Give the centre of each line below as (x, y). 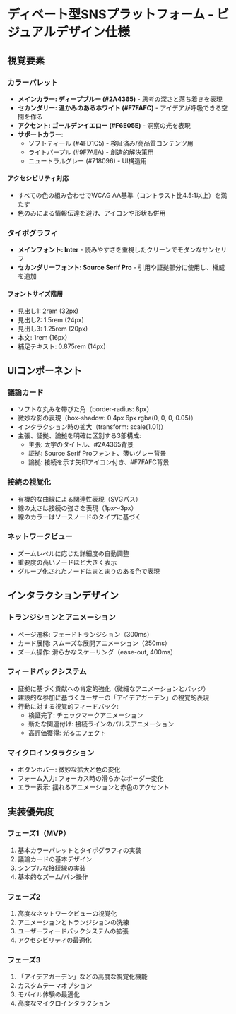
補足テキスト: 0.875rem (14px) (61, 346)
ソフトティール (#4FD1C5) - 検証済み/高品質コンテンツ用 (111, 143)
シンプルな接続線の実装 (52, 868)
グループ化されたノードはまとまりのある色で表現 (89, 571)
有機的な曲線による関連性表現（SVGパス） (79, 499)
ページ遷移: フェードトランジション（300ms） (85, 634)
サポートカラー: (40, 134)
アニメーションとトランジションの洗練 (73, 922)
